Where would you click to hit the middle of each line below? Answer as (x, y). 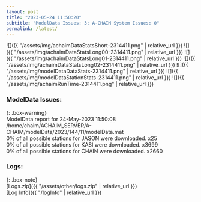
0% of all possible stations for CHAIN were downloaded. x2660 (85, 151)
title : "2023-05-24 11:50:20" (44, 17)
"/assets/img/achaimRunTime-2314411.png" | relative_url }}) (80, 84)
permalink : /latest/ (32, 29)
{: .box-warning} (26, 112)
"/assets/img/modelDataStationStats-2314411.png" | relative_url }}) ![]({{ (95, 78)
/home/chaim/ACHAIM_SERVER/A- (49, 125)
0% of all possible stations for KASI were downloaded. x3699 (82, 144)
